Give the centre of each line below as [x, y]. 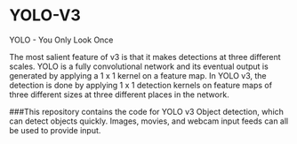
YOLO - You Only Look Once [61, 40]
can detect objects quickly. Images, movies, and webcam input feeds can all [149, 121]
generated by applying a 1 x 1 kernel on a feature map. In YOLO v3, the [138, 75]
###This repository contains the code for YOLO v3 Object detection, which [147, 111]
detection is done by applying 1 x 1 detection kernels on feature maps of [141, 85]
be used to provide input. [55, 130]
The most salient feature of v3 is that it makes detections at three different [145, 57]
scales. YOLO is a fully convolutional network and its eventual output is [139, 66]
